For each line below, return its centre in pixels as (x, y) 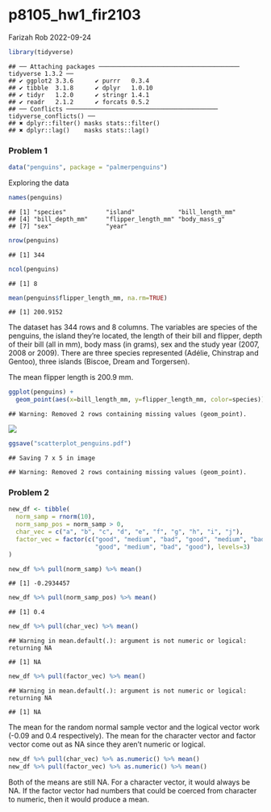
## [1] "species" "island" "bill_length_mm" (122, 212)
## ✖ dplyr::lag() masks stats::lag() (79, 130)
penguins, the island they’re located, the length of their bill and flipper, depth (135, 336)
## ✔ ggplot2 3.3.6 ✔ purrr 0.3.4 (79, 81)
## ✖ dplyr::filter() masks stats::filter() (84, 123)
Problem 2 (29, 493)
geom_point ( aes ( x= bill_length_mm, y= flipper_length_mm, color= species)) (140, 400)
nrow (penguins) (34, 240)
